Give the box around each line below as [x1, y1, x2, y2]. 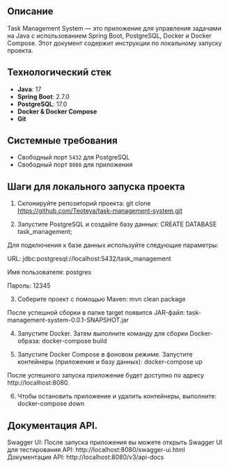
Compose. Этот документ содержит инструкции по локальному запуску [7, 38, 222, 47]
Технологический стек [7, 66, 112, 79]
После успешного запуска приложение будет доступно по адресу [7, 371, 205, 380]
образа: [17, 337, 40, 345]
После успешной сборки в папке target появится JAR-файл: [7, 309, 186, 317]
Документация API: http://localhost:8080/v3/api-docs [7, 453, 164, 462]
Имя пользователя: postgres [7, 268, 92, 276]
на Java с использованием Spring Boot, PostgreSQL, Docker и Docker [7, 31, 212, 40]
